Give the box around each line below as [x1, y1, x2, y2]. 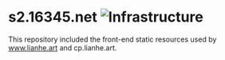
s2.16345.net [8, 8, 97, 26]
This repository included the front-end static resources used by [8, 34, 217, 44]
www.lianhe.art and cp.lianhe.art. [8, 42, 117, 52]
